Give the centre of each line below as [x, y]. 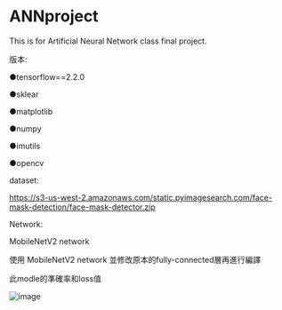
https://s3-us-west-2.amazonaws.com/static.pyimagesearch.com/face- [141, 197]
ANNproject [54, 16]
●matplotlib [31, 111]
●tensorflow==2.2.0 [47, 76]
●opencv [27, 163]
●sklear [24, 94]
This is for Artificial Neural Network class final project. [108, 41]
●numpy [25, 128]
